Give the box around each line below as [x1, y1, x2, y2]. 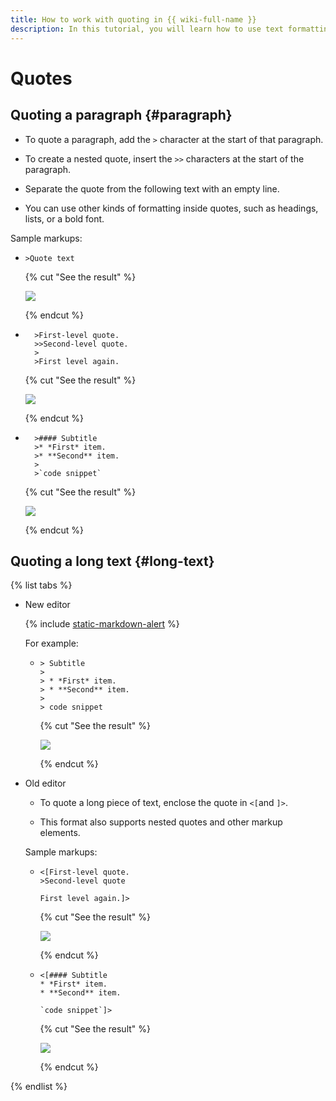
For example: [24, 637, 79, 650]
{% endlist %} [10, 1081, 68, 1093]
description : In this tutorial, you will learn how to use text [10, 24, 284, 34]
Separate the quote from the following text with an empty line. [24, 182, 280, 195]
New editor [24, 599, 71, 611]
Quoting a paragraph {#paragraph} [10, 107, 233, 124]
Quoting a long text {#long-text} [10, 552, 215, 570]
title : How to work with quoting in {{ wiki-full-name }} [10, 14, 257, 25]
